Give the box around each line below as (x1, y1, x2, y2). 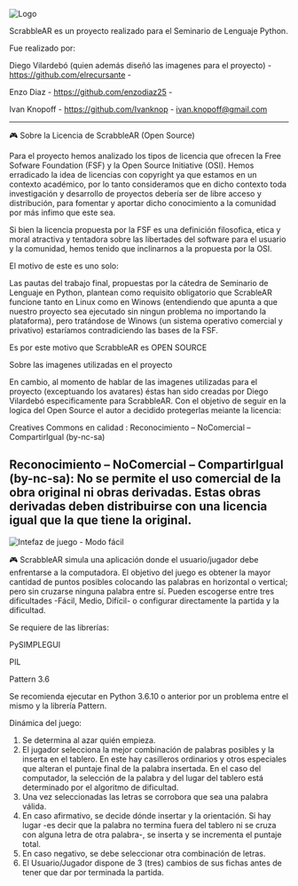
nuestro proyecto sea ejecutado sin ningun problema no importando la (9, 307, 267, 316)
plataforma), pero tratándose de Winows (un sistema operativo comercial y (9, 315, 284, 326)
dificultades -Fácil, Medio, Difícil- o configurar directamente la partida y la (9, 595, 279, 606)
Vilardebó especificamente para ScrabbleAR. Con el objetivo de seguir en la (9, 395, 286, 406)
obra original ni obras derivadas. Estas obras (9, 485, 262, 500)
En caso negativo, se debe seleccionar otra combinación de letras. (21, 848, 266, 858)
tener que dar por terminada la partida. (21, 866, 164, 877)
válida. (21, 801, 47, 811)
